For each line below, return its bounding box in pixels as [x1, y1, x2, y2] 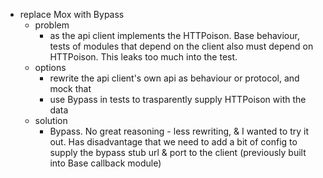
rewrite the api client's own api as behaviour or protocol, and [49, 72, 300, 84]
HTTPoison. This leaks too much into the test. [49, 51, 238, 63]
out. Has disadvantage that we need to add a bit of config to [49, 136, 298, 148]
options [34, 62, 67, 73]
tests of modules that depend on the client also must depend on [49, 40, 314, 52]
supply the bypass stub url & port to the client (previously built [49, 147, 307, 158]
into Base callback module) [49, 157, 162, 169]
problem [34, 19, 70, 31]
